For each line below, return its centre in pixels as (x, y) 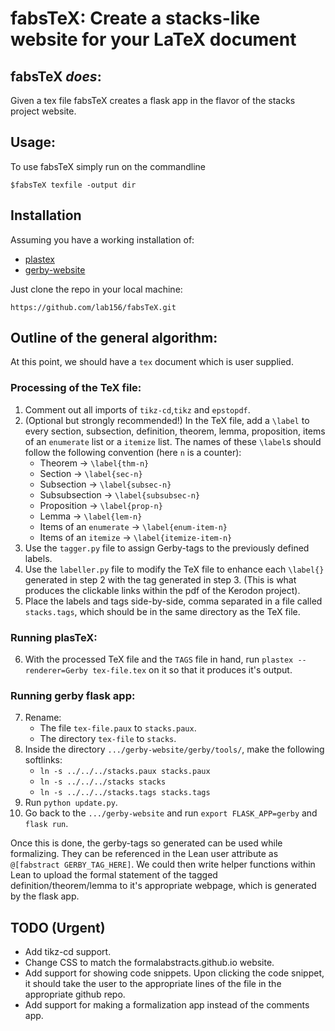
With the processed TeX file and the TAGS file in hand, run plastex (159, 659)
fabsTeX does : (56, 76)
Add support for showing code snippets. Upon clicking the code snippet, (174, 973)
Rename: (43, 718)
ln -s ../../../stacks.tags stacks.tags (125, 793)
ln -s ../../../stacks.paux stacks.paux (125, 772)
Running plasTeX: (54, 637)
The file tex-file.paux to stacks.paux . (118, 728)
